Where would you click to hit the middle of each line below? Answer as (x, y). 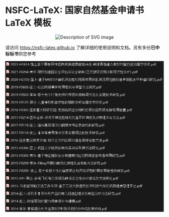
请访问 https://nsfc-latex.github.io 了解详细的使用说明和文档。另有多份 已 (80, 47)
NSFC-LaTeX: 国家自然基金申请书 (75, 10)
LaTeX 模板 (28, 23)
